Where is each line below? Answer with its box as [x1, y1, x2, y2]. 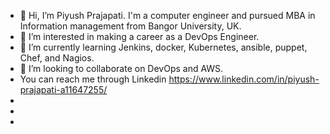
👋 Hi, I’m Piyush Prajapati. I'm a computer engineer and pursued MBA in [19, 10, 316, 21]
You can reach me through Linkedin [19, 73, 167, 85]
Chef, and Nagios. [19, 52, 95, 64]
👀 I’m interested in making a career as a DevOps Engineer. [19, 31, 260, 42]
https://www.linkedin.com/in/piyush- [168, 73, 320, 85]
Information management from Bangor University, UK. [19, 20, 242, 32]
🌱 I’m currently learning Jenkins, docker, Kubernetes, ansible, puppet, [19, 41, 308, 53]
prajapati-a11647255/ [19, 84, 108, 95]
